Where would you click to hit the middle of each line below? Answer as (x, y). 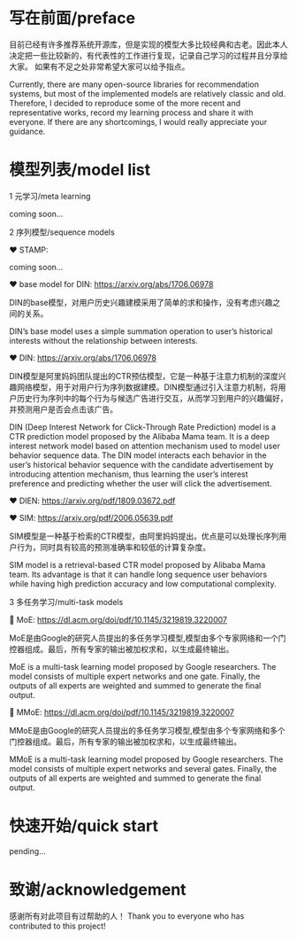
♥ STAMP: (29, 250)
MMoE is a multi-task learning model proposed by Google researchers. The (146, 759)
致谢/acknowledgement (98, 890)
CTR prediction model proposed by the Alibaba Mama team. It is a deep (139, 436)
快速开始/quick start (84, 826)
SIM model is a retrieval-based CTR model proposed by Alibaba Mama (137, 564)
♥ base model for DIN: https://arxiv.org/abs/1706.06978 (111, 284)
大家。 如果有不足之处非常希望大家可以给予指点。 (99, 66)
